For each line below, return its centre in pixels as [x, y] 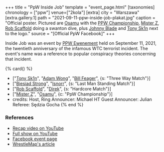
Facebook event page [35, 139]
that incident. [19, 59]
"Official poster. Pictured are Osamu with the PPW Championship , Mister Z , [82, 23]
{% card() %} [19, 69]
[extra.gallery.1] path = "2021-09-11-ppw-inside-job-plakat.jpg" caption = [80, 18]
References [19, 117]
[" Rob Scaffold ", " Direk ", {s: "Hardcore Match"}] [62, 89]
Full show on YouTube [35, 134]
